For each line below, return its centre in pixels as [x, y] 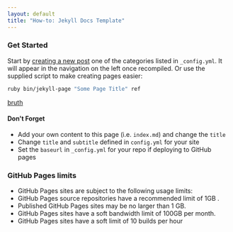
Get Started [28, 45]
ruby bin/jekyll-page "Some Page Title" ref [74, 89]
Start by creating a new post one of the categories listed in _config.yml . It [115, 60]
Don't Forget [26, 118]
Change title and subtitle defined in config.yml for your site [108, 142]
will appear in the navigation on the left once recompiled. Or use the [106, 68]
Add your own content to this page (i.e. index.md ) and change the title [121, 134]
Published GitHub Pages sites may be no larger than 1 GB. [102, 206]
